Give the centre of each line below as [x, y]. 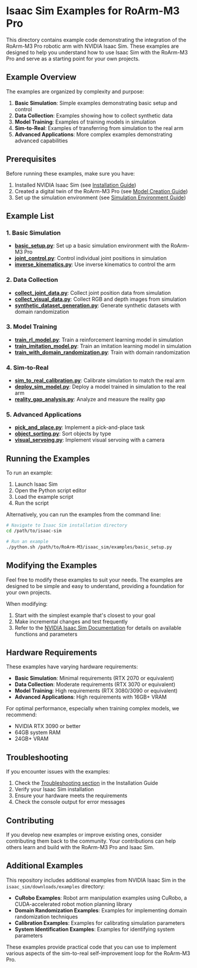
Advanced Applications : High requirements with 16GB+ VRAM [91, 697]
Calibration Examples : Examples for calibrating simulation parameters [100, 922]
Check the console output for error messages [70, 802]
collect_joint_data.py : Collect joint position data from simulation [93, 293]
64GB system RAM [37, 733]
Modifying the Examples [52, 566]
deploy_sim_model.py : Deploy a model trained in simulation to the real [100, 387]
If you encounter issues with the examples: [58, 772]
